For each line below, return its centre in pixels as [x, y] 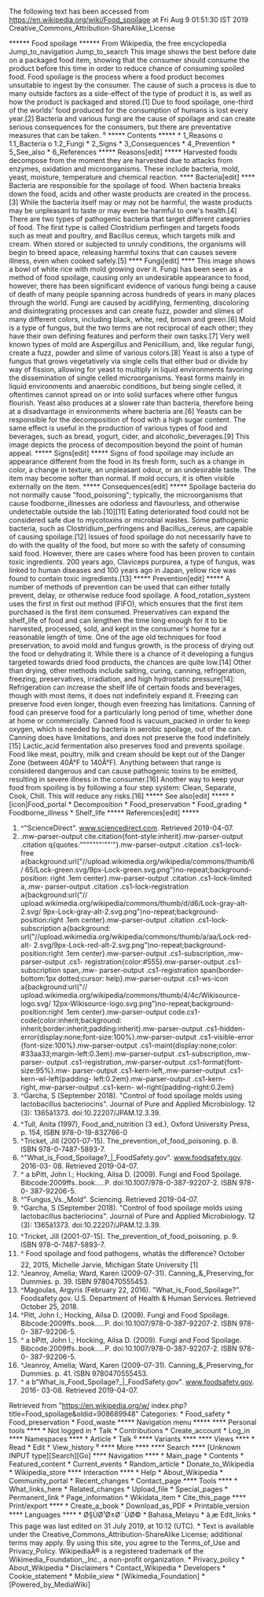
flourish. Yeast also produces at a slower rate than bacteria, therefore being [131, 403]
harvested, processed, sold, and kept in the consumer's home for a [117, 628]
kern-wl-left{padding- [56, 1079]
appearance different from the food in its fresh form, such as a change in [127, 461]
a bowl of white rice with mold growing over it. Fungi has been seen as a [126, 269]
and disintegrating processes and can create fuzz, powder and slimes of [126, 311]
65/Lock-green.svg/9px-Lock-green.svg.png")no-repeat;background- [138, 870]
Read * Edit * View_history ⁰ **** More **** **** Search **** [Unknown [125, 1447]
